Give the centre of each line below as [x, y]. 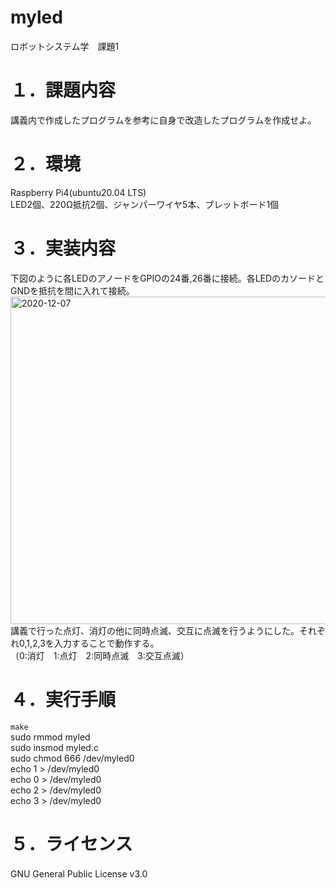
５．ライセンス [71, 843]
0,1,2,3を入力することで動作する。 [89, 643]
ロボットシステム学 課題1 [65, 46]
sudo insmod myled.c [54, 747]
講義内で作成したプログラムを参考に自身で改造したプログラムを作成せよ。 [163, 120]
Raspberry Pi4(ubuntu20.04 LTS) [78, 192]
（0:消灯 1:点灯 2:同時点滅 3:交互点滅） [100, 655]
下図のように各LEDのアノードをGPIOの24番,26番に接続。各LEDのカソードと [167, 278]
